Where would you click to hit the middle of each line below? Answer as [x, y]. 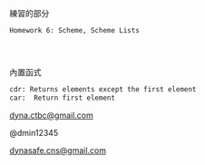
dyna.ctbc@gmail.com [51, 115]
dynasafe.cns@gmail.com [58, 150]
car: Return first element [63, 98]
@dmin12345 [34, 132]
